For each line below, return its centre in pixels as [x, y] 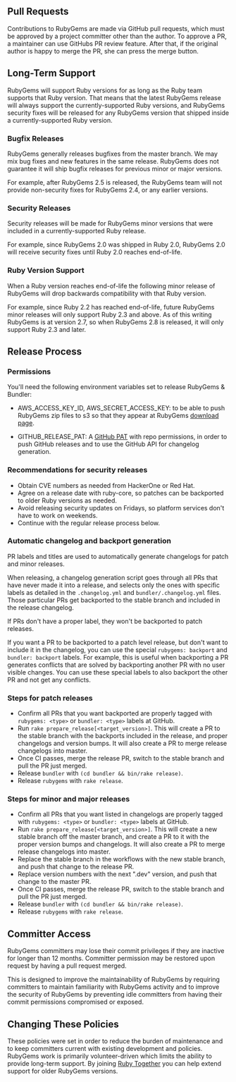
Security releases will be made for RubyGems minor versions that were [110, 223]
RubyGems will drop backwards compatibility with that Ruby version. [107, 293]
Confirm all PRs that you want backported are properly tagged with [115, 713]
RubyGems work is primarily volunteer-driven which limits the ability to [110, 1056]
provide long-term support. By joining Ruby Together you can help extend [114, 1064]
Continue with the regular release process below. [89, 523]
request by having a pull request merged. [67, 966]
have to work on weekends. [57, 515]
